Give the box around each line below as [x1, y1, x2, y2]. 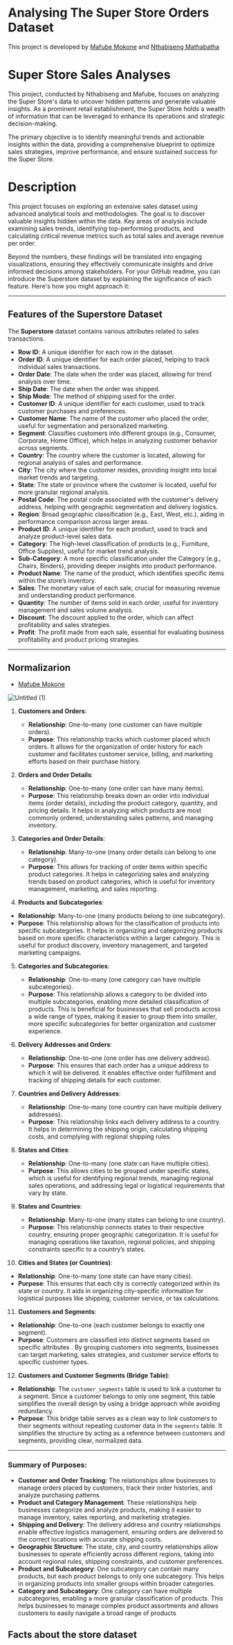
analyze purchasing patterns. [17, 1490, 102, 1499]
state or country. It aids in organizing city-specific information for [17, 1287, 204, 1295]
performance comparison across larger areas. [17, 517, 149, 525]
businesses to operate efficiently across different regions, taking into [17, 1549, 214, 1558]
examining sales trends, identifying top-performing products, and [8, 224, 194, 232]
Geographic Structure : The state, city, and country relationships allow [17, 1542, 218, 1551]
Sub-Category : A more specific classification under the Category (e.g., [17, 554, 221, 563]
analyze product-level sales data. [17, 532, 113, 540]
